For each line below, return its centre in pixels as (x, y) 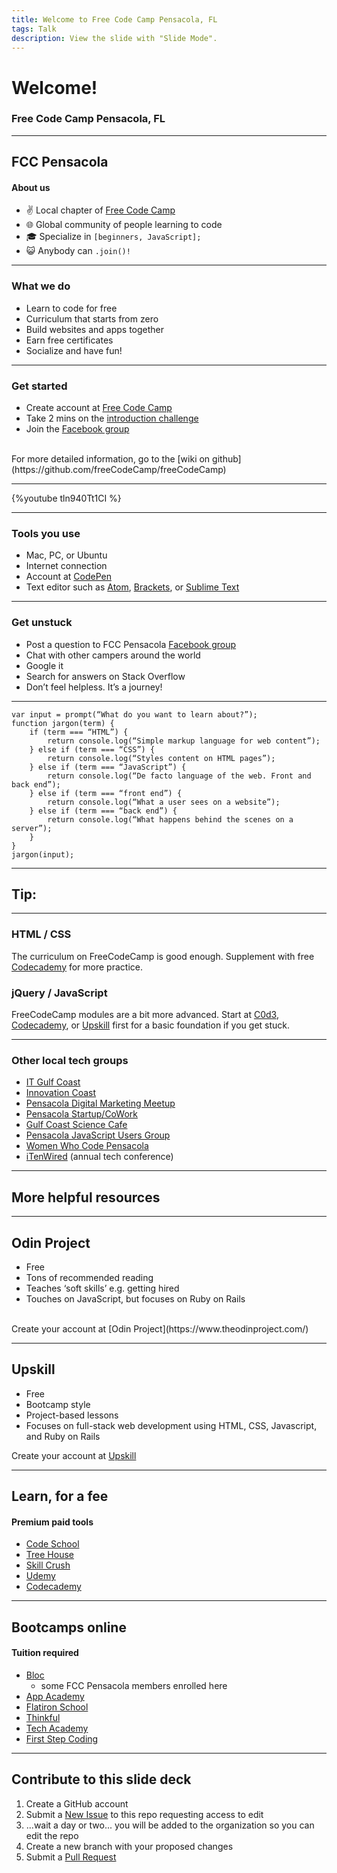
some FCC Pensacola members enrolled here (134, 1685)
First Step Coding (62, 1738)
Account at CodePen (68, 577)
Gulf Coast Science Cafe (76, 1125)
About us (31, 187)
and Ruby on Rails (63, 1436)
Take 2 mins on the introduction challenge (112, 418)
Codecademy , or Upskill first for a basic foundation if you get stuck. (151, 1025)
